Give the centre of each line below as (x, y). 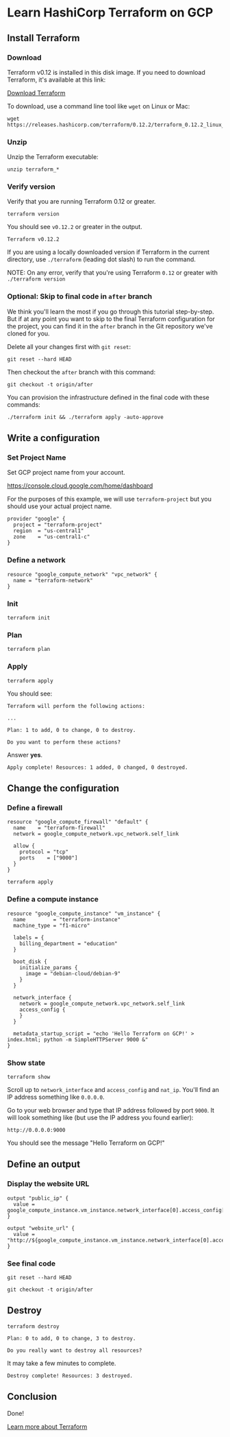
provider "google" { (37, 519)
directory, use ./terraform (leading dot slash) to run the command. (102, 259)
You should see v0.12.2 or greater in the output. (75, 227)
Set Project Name (37, 458)
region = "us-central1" (49, 531)
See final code (31, 1263)
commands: (24, 404)
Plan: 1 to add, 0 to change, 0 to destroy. (72, 730)
